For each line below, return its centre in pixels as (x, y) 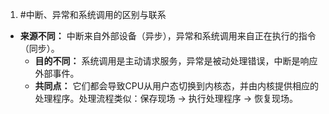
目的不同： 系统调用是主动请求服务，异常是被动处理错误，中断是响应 (176, 61)
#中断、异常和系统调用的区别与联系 (93, 14)
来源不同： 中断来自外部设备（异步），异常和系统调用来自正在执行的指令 (168, 36)
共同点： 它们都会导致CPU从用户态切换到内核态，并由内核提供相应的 (177, 86)
